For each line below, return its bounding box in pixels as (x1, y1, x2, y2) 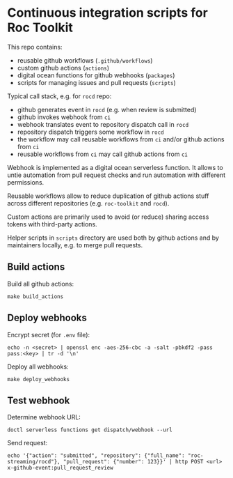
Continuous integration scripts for (7, 5, 209, 21)
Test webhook (7, 394, 70, 406)
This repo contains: (7, 43, 63, 51)
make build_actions (7, 293, 64, 300)
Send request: (7, 439, 48, 447)
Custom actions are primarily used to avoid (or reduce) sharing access (7, 213, 209, 221)
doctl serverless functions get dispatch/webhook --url (7, 426, 172, 433)
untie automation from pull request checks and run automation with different (7, 171, 226, 179)
